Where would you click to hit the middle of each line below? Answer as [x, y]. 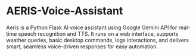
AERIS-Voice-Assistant [65, 11]
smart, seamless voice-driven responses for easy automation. [82, 46]
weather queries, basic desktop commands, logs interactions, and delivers [98, 40]
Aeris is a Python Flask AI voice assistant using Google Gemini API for [92, 27]
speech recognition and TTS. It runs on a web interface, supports [98, 33]
